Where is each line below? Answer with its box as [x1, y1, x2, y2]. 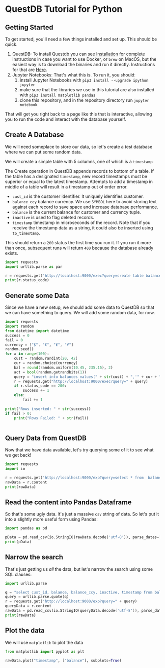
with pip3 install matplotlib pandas [19, 92, 96, 98]
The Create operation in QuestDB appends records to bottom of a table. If [5, 168, 154, 174]
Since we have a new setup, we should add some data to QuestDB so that [5, 304, 155, 310]
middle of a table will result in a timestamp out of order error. [5, 184, 128, 189]
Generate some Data [5, 291, 69, 299]
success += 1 [23, 388, 50, 393]
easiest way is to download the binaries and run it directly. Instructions [12, 62, 155, 67]
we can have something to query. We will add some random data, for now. [5, 310, 155, 316]
